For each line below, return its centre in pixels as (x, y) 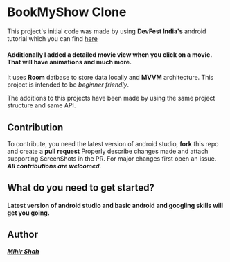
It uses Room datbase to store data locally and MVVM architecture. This (110, 78)
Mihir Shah (23, 251)
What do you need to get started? (81, 188)
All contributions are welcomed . (54, 166)
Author (23, 235)
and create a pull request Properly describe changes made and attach (108, 151)
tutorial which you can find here (53, 38)
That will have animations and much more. (70, 62)
